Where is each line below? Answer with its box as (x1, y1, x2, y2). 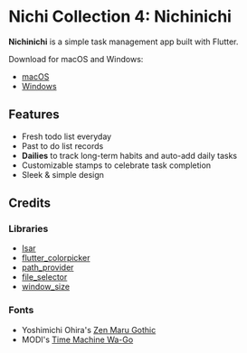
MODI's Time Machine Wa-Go (21, 334, 134, 345)
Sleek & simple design (21, 169, 105, 180)
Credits (8, 196, 52, 211)
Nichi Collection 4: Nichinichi (8, 6, 233, 27)
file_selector (21, 272, 68, 283)
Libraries (8, 223, 49, 236)
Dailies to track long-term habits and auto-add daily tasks (21, 150, 237, 161)
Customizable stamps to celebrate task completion (21, 160, 212, 171)
